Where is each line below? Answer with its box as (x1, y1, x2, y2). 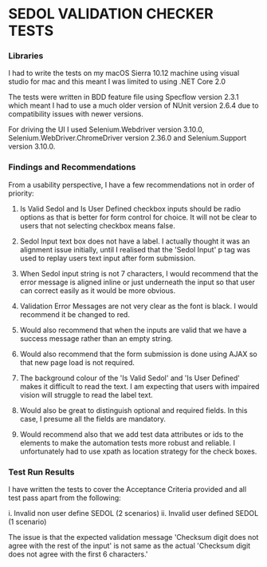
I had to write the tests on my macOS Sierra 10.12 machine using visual (8, 69, 240, 78)
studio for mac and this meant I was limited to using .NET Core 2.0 (8, 77, 226, 86)
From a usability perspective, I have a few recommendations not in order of (8, 180, 255, 189)
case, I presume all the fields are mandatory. (19, 414, 166, 423)
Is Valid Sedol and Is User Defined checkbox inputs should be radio (19, 204, 241, 213)
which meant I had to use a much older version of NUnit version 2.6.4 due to (8, 101, 259, 110)
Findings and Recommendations (8, 161, 136, 172)
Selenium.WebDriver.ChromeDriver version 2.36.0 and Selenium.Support (8, 133, 247, 143)
